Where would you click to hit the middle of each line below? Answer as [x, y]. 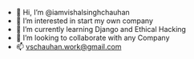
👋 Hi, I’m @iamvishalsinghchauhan [73, 12]
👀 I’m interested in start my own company [85, 21]
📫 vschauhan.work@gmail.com [69, 47]
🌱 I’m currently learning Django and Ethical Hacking [101, 29]
